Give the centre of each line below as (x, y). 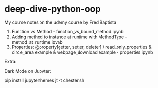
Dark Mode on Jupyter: (28, 71)
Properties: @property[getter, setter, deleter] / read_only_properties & (81, 47)
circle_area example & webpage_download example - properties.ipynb (82, 52)
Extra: (10, 61)
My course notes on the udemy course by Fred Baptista (60, 22)
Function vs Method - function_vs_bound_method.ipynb (68, 31)
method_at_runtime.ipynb (37, 42)
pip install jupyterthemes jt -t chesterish (45, 80)
